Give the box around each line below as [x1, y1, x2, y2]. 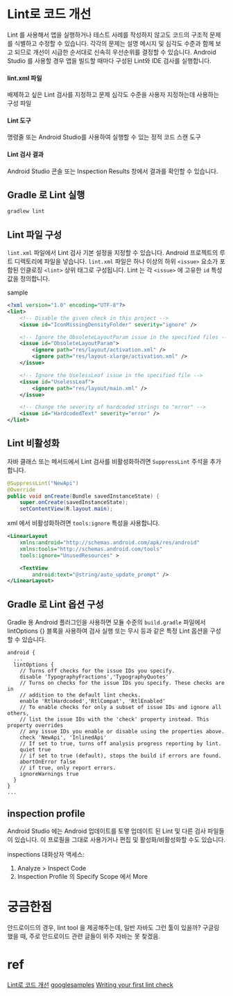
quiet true [19, 746, 51, 753]
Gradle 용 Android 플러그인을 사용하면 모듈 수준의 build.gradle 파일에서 [7, 618, 206, 627]
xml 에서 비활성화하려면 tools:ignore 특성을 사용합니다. [7, 519, 160, 527]
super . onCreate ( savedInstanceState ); [19, 499, 129, 506]
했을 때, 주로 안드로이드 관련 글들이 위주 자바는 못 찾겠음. [7, 932, 161, 940]
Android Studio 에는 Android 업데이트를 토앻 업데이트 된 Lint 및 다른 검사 [7, 826, 207, 835]
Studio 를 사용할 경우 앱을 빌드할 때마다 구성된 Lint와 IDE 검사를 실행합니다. [7, 56, 212, 64]
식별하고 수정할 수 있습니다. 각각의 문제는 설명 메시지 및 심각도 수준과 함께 [14, 39, 214, 47]
